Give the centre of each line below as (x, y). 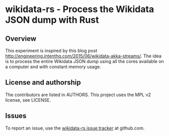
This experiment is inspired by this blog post (51, 51)
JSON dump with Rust (52, 20)
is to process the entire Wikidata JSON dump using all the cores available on (84, 61)
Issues (16, 116)
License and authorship (43, 82)
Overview (21, 39)
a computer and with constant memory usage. (53, 67)
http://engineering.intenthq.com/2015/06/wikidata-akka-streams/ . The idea (83, 56)
